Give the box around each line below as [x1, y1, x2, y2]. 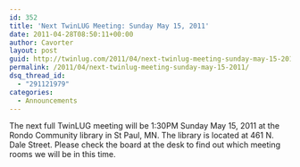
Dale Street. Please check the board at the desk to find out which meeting [9, 139, 281, 150]
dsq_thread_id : [9, 71, 66, 80]
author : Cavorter [9, 38, 74, 47]
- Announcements [17, 96, 78, 105]
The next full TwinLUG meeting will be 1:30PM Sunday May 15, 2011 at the [9, 121, 279, 131]
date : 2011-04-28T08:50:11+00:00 [9, 29, 134, 38]
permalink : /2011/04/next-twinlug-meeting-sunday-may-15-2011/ [9, 63, 250, 72]
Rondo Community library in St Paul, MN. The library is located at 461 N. [9, 130, 274, 141]
